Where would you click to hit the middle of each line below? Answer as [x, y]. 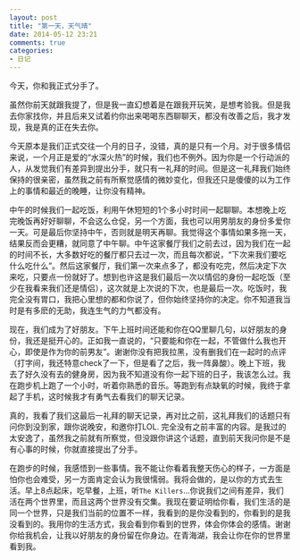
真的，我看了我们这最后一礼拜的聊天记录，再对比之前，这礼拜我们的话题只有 [150, 416]
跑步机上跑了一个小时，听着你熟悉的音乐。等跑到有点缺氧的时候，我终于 [150, 385]
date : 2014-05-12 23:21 [54, 34]
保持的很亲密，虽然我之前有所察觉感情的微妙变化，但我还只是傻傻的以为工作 [150, 179]
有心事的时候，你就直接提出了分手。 [76, 449]
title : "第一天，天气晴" [50, 26]
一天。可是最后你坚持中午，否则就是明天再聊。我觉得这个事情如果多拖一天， [150, 232]
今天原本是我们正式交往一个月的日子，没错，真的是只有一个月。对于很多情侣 [150, 146]
